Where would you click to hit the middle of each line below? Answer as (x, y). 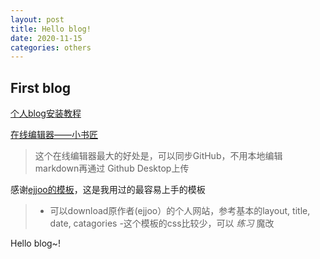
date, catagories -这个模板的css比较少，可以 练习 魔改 (162, 223)
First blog (41, 87)
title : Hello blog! (51, 29)
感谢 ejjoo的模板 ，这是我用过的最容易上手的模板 (108, 190)
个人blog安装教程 (46, 113)
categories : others (51, 47)
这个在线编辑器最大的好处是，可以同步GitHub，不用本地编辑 (158, 156)
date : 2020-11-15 (46, 38)
